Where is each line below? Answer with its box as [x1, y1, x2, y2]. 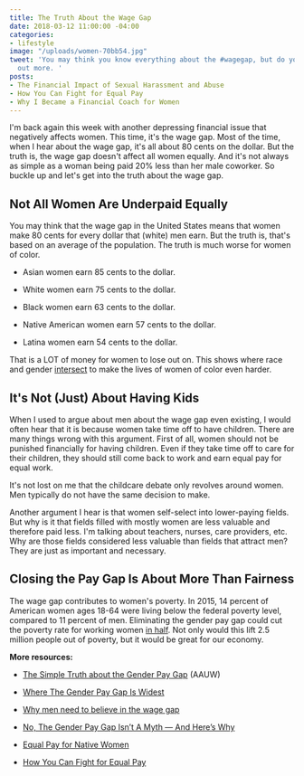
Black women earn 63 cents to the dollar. [22, 302, 176, 313]
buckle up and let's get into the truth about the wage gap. [9, 170, 224, 181]
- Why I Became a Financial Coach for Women [9, 97, 180, 107]
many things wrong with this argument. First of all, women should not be [9, 433, 279, 444]
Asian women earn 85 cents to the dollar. [22, 267, 176, 278]
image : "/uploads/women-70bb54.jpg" [9, 47, 147, 56]
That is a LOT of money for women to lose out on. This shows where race [9, 355, 283, 365]
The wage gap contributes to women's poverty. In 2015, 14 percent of [9, 595, 269, 606]
